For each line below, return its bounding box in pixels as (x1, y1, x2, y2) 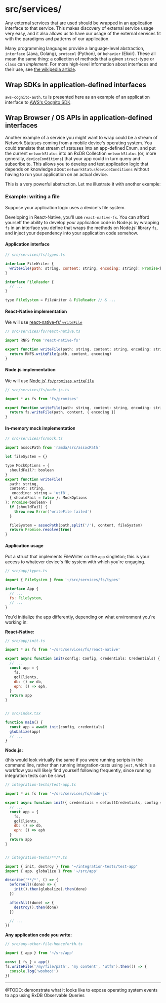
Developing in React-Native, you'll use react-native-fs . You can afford (5, 214, 150, 220)
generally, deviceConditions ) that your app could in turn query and (5, 155, 141, 162)
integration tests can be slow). (5, 772, 67, 779)
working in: (5, 619, 28, 625)
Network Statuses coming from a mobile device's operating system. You (5, 140, 152, 146)
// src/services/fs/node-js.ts (5, 387, 70, 392)
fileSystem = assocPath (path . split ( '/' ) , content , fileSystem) (9, 523, 142, 528)
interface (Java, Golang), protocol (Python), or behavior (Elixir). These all (5, 51, 156, 57)
